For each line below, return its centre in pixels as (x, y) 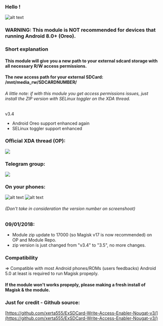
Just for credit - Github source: (43, 302)
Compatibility (21, 258)
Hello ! (13, 7)
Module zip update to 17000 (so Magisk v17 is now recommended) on (82, 235)
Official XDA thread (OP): (35, 141)
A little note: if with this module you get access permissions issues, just (77, 93)
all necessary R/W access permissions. (46, 66)
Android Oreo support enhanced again (51, 123)
